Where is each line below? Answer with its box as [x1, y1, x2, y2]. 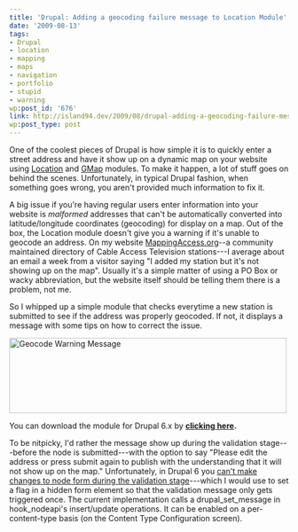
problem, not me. [9, 285, 73, 294]
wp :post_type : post [9, 121, 82, 129]
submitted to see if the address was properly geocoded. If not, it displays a [9, 311, 284, 321]
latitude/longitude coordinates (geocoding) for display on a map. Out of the [9, 218, 284, 229]
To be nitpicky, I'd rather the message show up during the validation [9, 438, 258, 448]
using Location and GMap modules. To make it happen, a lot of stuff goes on [9, 163, 289, 174]
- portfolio [9, 79, 53, 88]
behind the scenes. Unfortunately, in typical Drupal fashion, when [9, 173, 248, 183]
